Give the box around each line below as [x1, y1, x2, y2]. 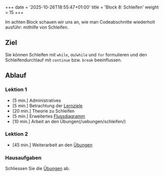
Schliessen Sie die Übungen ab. [5, 166, 70, 172]
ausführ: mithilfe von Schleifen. [5, 24, 69, 30]
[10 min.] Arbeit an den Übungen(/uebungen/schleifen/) [12, 118, 126, 124]
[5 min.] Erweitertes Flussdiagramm [12, 113, 85, 119]
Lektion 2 [5, 131, 28, 137]
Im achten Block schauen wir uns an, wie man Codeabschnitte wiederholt [5, 19, 155, 25]
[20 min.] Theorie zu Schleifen [12, 108, 75, 114]
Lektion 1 [5, 86, 27, 93]
